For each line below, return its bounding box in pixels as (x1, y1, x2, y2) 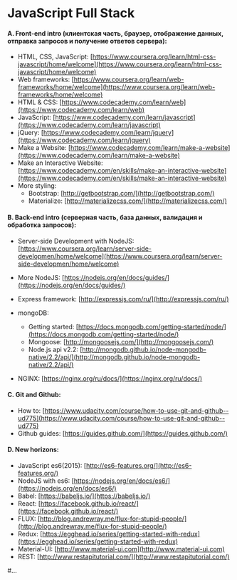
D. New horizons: (7, 445, 59, 454)
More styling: (17, 181, 57, 190)
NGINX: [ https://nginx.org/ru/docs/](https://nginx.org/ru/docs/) (17, 374, 203, 383)
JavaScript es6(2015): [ (17, 461, 87, 469)
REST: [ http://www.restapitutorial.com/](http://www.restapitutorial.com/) (17, 552, 230, 561)
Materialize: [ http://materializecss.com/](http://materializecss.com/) (28, 196, 228, 205)
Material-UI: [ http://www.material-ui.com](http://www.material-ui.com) (17, 545, 226, 553)
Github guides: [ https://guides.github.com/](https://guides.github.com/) (17, 429, 228, 437)
